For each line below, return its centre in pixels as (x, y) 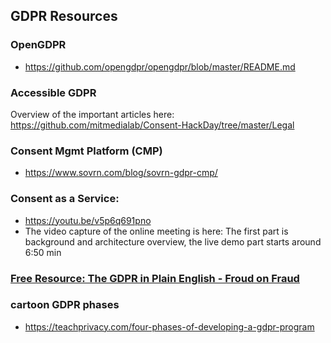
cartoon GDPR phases (65, 305)
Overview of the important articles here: (92, 114)
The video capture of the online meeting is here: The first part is (156, 231)
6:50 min (43, 252)
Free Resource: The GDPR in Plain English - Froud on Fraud (155, 278)
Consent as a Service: (65, 199)
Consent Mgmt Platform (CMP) (86, 151)
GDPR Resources (64, 16)
